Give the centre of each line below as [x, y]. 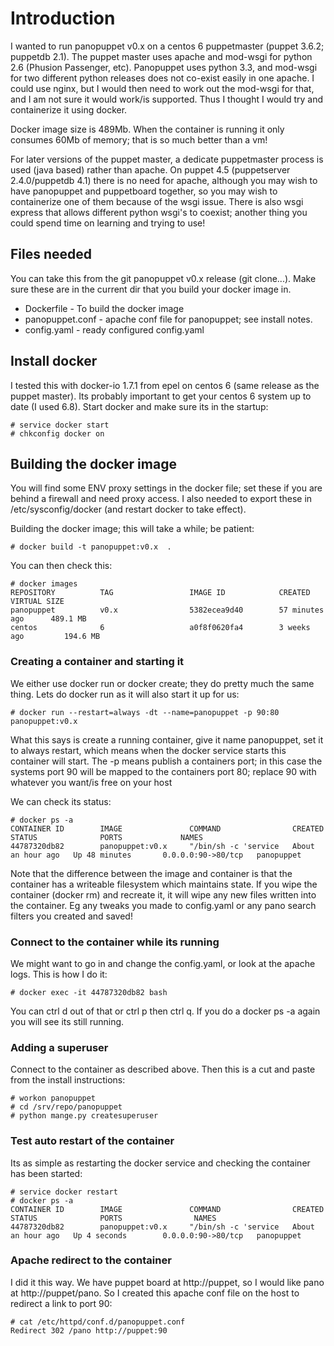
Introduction [63, 18]
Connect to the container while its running [115, 942]
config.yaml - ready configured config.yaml [114, 329]
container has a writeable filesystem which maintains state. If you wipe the [164, 884]
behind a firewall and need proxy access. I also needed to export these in [161, 499]
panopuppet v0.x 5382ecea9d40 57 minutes [167, 610]
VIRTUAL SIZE [37, 602]
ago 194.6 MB [55, 637]
